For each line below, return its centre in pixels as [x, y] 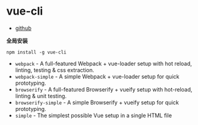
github [23, 28]
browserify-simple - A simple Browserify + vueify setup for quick [97, 102]
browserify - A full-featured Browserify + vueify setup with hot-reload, [104, 89]
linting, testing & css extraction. [55, 70]
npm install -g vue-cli [37, 52]
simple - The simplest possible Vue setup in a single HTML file [94, 115]
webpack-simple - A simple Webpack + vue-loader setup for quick [97, 76]
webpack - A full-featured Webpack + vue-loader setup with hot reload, [104, 63]
